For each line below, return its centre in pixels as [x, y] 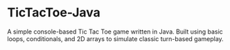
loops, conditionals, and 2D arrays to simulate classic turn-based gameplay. [115, 38]
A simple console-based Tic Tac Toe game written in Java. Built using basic [115, 32]
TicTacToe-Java [54, 13]
